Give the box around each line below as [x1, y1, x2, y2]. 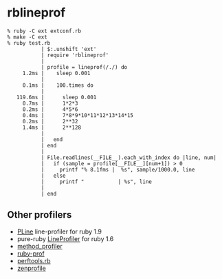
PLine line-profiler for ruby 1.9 [16, 227, 102, 236]
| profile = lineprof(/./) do [41, 63, 128, 70]
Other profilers [7, 209, 72, 221]
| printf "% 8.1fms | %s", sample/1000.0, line [41, 166, 195, 173]
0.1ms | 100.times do [22, 81, 94, 89]
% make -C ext [7, 33, 48, 41]
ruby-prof [16, 249, 45, 258]
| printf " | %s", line [41, 178, 153, 185]
